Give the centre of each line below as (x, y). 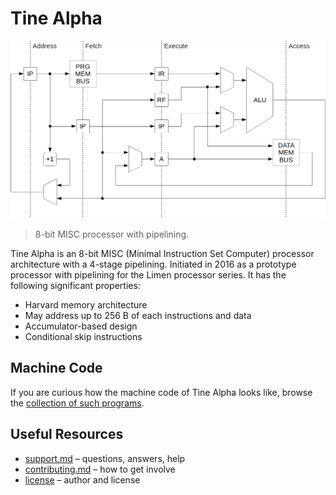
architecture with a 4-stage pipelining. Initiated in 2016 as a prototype (153, 264)
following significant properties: (75, 285)
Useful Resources (67, 434)
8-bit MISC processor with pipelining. (112, 234)
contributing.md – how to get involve (100, 469)
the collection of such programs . (77, 403)
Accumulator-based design (81, 326)
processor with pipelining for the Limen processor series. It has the (148, 274)
